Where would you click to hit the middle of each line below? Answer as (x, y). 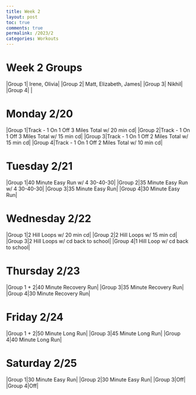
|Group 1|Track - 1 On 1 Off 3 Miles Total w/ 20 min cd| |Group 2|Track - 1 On (98, 130)
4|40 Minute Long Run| (34, 339)
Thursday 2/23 (43, 271)
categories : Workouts (32, 39)
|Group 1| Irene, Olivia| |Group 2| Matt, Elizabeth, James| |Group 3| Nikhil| (94, 84)
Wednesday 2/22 (49, 219)
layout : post (22, 17)
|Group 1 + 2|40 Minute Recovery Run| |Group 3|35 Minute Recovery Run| (95, 287)
